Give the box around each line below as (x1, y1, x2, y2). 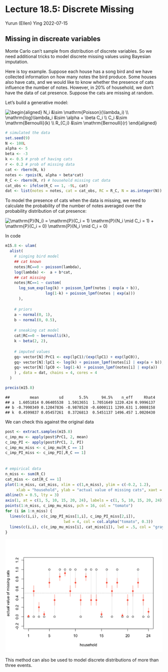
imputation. (5, 59, 28, 65)
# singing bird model (14, 254, 59, 259)
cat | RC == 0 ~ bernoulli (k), (14, 333, 70, 338)
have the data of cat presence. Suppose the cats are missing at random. (5, 89, 154, 96)
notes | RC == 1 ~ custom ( (14, 280, 61, 286)
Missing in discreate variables (5, 35, 101, 43)
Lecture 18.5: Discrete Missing (5, 4, 134, 15)
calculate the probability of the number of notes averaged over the (5, 203, 142, 209)
